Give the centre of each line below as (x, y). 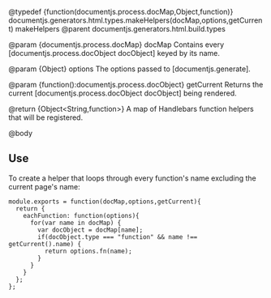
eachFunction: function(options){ (81, 215)
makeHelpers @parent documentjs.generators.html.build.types (120, 29)
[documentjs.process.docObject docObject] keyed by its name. (114, 53)
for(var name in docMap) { (75, 223)
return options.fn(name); (88, 251)
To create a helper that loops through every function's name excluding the (133, 178)
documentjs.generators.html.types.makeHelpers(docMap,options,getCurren (135, 20)
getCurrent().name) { (45, 244)
